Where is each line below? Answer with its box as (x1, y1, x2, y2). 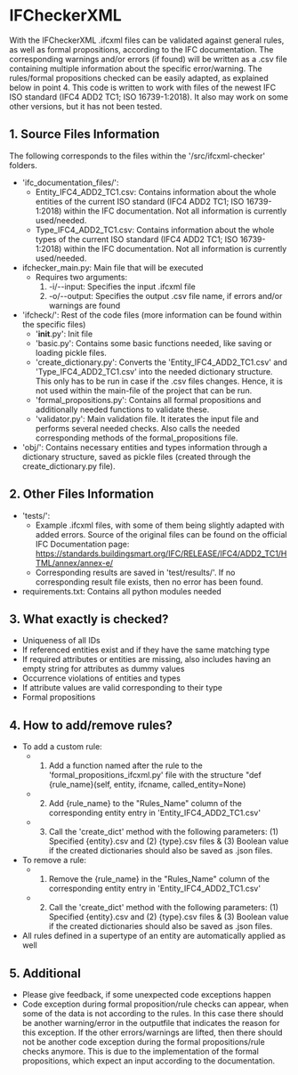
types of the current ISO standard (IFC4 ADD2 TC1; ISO (35, 233, 238, 245)
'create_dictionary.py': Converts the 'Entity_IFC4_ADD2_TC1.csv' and (35, 357, 287, 368)
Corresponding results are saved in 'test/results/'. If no (35, 567, 236, 578)
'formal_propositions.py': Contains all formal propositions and (35, 394, 262, 405)
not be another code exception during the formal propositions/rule (21, 1037, 265, 1047)
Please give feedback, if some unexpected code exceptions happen (21, 990, 271, 999)
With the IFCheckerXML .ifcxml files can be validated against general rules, (9, 35, 285, 45)
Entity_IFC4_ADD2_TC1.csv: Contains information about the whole (35, 186, 277, 197)
